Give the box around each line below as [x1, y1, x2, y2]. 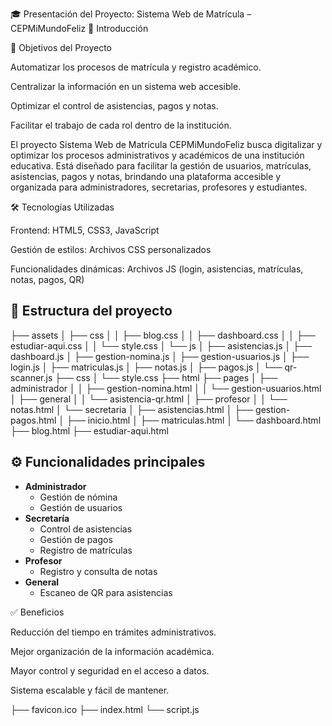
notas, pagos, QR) [10, 274, 85, 285]
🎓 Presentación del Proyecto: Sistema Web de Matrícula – [10, 8, 252, 20]
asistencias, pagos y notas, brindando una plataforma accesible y [10, 171, 282, 182]
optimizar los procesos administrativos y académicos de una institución [10, 149, 305, 161]
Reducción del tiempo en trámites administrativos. [10, 626, 217, 638]
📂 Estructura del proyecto [10, 303, 173, 320]
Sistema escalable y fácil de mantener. [10, 684, 170, 696]
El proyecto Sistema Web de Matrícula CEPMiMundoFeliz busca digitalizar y [10, 139, 323, 150]
